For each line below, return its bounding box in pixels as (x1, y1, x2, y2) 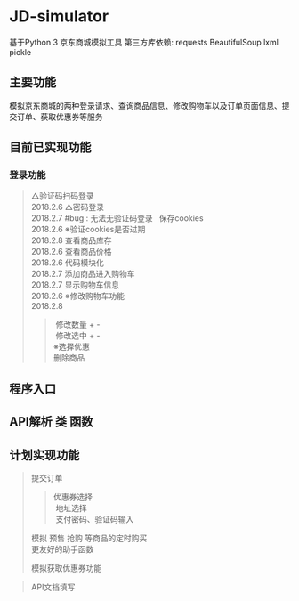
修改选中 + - (55, 330, 101, 341)
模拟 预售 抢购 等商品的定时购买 (30, 532, 148, 544)
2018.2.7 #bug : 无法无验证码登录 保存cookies (30, 213, 204, 223)
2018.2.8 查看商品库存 (30, 235, 113, 246)
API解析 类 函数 (9, 414, 93, 429)
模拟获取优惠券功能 (30, 563, 102, 573)
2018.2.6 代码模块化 (30, 257, 105, 268)
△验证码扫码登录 (30, 191, 94, 201)
